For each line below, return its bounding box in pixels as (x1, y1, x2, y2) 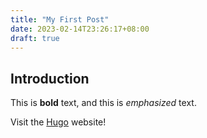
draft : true (10, 33, 60, 43)
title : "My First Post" (10, 14, 110, 25)
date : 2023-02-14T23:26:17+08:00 (10, 24, 150, 34)
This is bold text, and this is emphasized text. (10, 97, 197, 109)
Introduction (10, 70, 90, 87)
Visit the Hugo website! (10, 116, 107, 128)
